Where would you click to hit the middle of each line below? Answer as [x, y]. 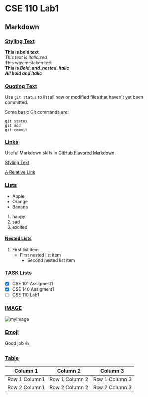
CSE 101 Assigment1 [33, 284]
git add [13, 126]
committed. [17, 102]
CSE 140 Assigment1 [33, 289]
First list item [25, 249]
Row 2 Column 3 [113, 388]
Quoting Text [21, 86]
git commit [16, 130]
